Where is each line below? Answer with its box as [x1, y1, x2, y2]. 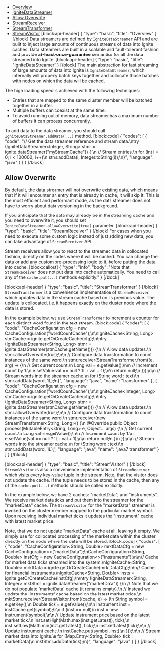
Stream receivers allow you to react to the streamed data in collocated [5, 248, 149, 254]
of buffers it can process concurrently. [12, 118, 91, 124]
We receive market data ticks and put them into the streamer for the [5, 497, 144, 503]
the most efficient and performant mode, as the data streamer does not [5, 197, 151, 203]
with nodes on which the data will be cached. [12, 78, 105, 84]
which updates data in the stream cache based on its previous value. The [5, 294, 155, 300]
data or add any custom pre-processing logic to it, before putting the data [5, 259, 156, 265]
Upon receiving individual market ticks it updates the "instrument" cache [5, 513, 154, 519]
